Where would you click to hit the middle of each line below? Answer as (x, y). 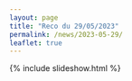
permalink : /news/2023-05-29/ (66, 34)
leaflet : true (36, 43)
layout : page (34, 18)
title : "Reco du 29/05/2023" (64, 26)
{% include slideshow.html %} (65, 68)
